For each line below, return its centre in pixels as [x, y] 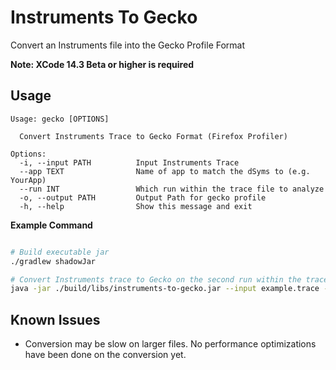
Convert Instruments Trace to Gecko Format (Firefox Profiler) [153, 136]
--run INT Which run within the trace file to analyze [172, 189]
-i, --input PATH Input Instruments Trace [129, 162]
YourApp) [28, 180]
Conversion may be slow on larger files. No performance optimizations [170, 344]
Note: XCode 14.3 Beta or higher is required [102, 64]
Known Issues [55, 319]
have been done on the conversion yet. [105, 355]
